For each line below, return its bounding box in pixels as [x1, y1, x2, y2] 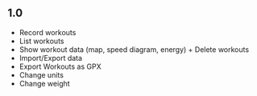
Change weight [19, 78, 70, 88]
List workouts [19, 36, 64, 46]
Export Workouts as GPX [19, 62, 102, 71]
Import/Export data [19, 53, 82, 62]
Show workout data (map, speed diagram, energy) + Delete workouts [19, 44, 250, 54]
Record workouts [19, 27, 77, 37]
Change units [19, 70, 64, 79]
